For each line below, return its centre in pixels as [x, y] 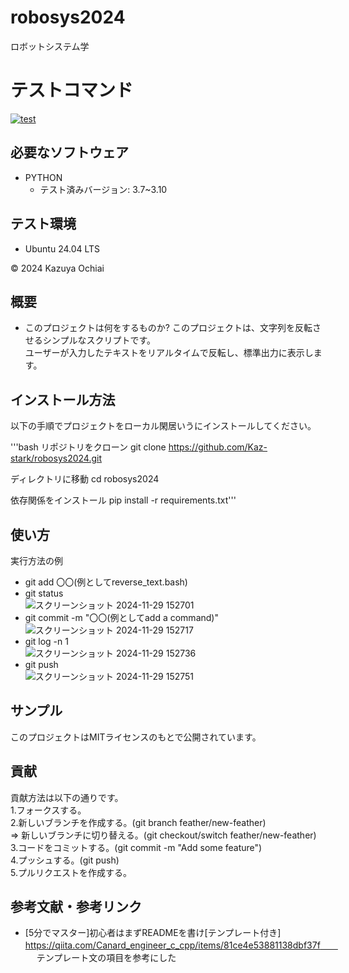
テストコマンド [72, 90]
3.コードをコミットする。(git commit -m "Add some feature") [136, 847]
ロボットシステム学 [50, 46]
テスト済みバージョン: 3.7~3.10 [103, 189]
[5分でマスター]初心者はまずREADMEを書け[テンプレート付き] [153, 933]
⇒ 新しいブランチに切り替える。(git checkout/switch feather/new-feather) [163, 835]
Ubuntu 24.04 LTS [62, 248]
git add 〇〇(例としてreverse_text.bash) [106, 582]
